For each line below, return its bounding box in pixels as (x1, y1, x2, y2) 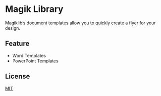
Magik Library (5, 3, 63, 15)
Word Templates (12, 52, 46, 58)
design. (5, 25, 21, 31)
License (5, 72, 30, 81)
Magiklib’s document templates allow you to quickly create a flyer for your (5, 20, 156, 26)
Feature (5, 40, 30, 48)
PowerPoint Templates (12, 58, 58, 64)
